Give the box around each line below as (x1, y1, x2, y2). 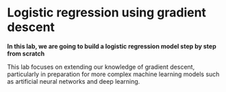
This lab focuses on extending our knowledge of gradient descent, (7, 62, 195, 71)
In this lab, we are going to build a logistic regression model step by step (7, 42, 217, 50)
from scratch (7, 49, 45, 58)
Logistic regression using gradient (7, 5, 207, 21)
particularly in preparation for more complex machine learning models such (7, 70, 220, 78)
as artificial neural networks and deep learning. (7, 77, 140, 85)
